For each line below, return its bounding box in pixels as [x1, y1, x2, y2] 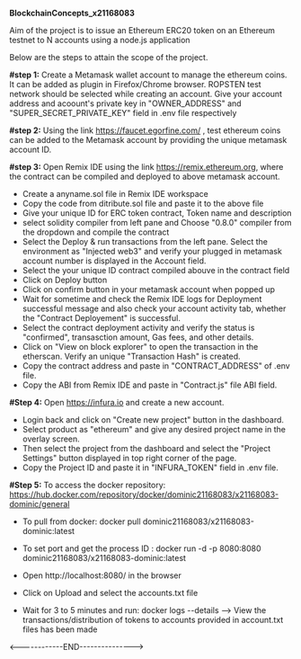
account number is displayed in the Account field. [22, 255, 207, 266]
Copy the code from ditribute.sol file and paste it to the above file [22, 198, 264, 209]
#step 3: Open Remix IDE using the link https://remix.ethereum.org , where [9, 162, 284, 172]
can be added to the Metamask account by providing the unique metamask [9, 135, 288, 145]
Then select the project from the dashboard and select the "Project [22, 443, 271, 453]
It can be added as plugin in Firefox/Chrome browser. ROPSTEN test [9, 79, 262, 89]
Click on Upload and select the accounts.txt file [22, 588, 199, 598]
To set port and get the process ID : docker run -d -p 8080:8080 [22, 543, 262, 554]
